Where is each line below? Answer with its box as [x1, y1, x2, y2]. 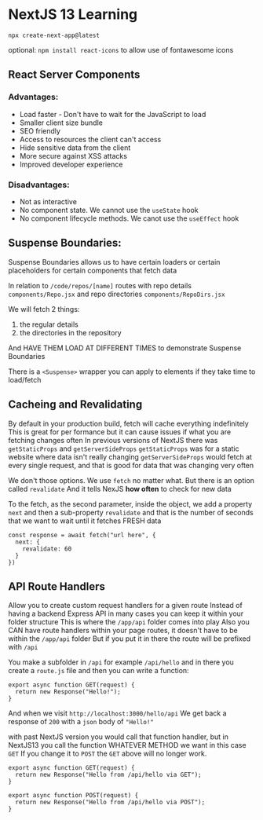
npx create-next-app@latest [8, 31, 100, 39]
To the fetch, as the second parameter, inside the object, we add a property [8, 499, 253, 508]
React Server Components [8, 68, 141, 82]
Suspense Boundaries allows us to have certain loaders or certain [8, 257, 221, 266]
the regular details [19, 320, 79, 329]
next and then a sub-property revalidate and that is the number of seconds [8, 507, 254, 517]
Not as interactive [19, 196, 77, 206]
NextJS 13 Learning [8, 5, 138, 24]
